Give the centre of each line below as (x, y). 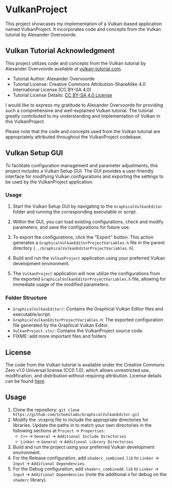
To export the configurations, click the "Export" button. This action (83, 237)
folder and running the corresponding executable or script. (75, 211)
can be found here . (25, 381)
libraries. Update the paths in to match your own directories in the (82, 425)
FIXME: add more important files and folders (60, 336)
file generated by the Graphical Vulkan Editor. (61, 326)
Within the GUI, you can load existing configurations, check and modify (88, 222)
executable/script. (32, 314)
